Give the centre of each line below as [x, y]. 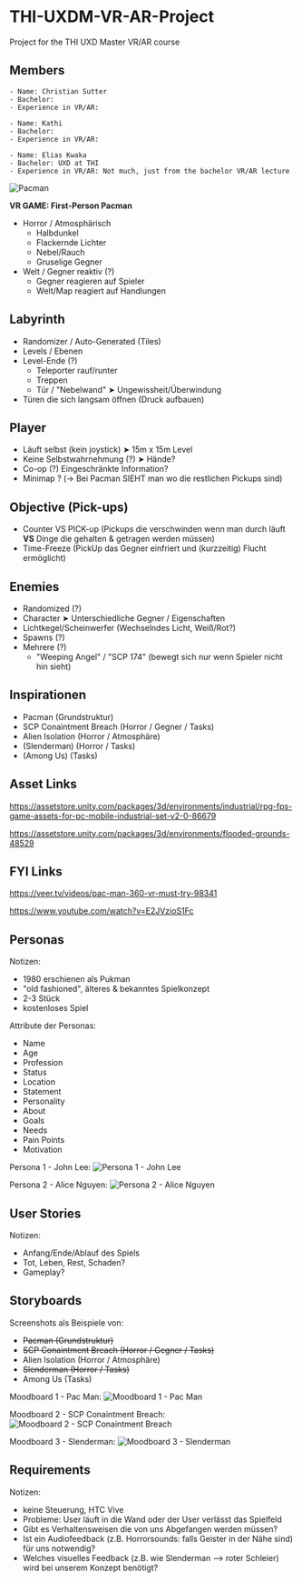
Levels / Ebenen [53, 351]
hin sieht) [54, 666]
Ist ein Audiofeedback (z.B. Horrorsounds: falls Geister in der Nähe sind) [157, 1538]
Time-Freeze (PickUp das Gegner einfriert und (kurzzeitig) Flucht [144, 548]
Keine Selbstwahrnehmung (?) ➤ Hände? [99, 459]
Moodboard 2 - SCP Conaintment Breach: [88, 1414]
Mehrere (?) [44, 647]
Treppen [52, 380]
